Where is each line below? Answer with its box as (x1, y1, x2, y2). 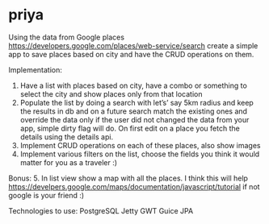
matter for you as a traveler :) (19, 157, 118, 167)
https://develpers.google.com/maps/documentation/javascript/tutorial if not (8, 181, 260, 191)
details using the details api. (19, 131, 114, 142)
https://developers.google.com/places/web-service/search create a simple (8, 40, 258, 50)
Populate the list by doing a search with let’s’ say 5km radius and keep (19, 97, 254, 107)
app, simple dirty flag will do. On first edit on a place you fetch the (19, 123, 240, 133)
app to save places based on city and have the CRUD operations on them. (8, 49, 254, 59)
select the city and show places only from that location (19, 89, 203, 98)
